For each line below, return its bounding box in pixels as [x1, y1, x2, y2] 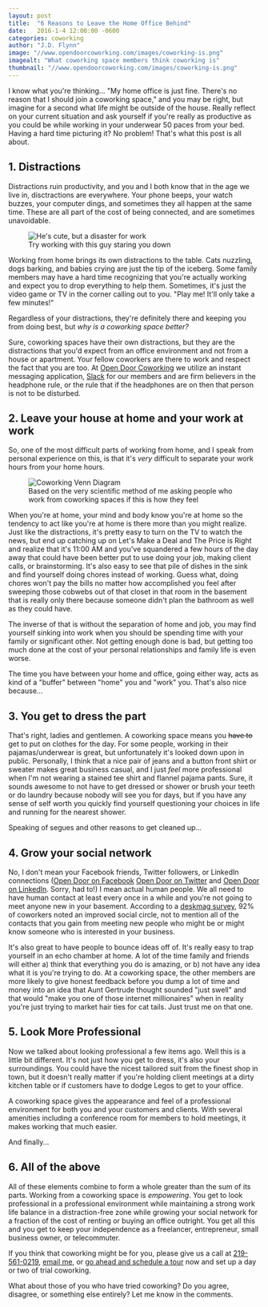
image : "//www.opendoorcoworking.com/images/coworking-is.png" [8, 49, 224, 57]
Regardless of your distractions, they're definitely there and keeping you [8, 313, 246, 323]
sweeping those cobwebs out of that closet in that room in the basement [8, 587, 248, 597]
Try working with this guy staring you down [28, 240, 171, 249]
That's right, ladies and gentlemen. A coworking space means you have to [8, 731, 254, 740]
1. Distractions [8, 160, 82, 174]
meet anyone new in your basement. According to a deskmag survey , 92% [8, 902, 254, 910]
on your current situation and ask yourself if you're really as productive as [8, 111, 252, 121]
